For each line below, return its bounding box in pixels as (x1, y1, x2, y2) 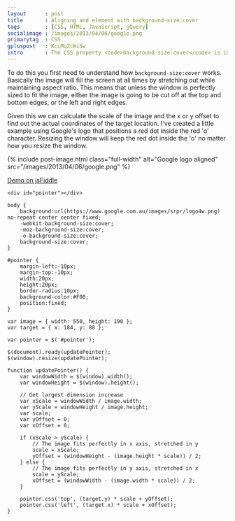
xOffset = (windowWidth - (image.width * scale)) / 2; (32, 477, 196, 484)
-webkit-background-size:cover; (20, 220, 114, 227)
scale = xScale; (32, 446, 80, 453)
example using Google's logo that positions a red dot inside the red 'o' (7, 127, 210, 135)
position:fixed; (20, 299, 68, 306)
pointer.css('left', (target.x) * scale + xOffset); (20, 501, 177, 508)
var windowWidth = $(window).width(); (20, 373, 133, 380)
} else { (20, 459, 45, 466)
